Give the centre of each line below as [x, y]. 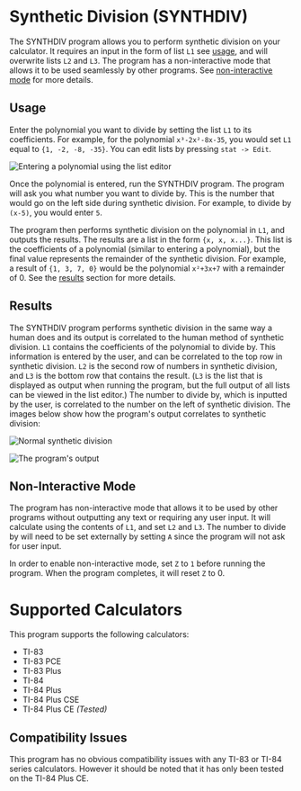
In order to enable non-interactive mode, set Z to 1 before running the [137, 563]
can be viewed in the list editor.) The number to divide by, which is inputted [148, 394]
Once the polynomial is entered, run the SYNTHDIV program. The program [147, 184]
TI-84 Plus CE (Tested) [65, 709]
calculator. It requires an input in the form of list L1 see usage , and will [138, 50]
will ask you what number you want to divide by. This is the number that [142, 193]
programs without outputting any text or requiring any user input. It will [140, 517]
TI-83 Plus [42, 671]
